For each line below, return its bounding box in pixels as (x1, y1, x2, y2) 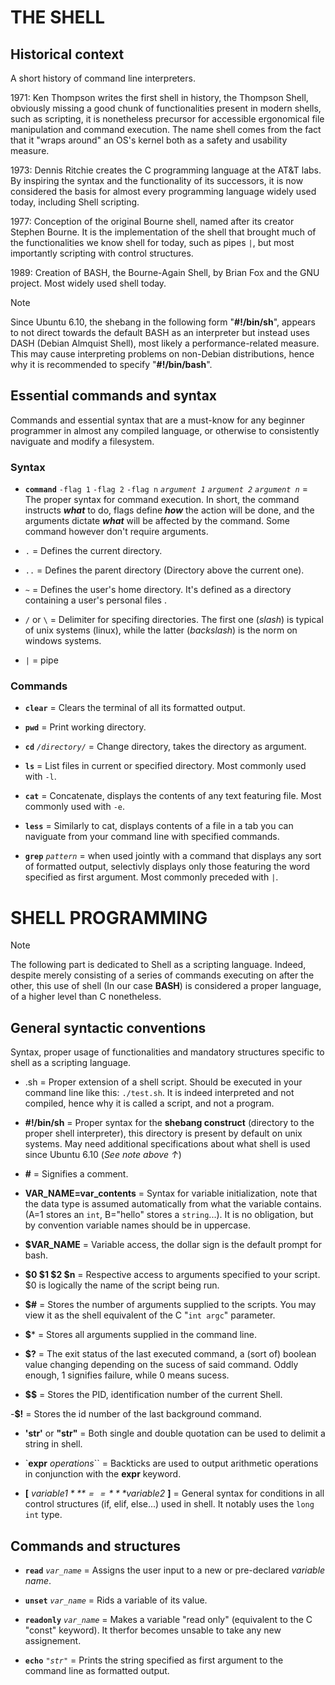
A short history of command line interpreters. (10, 72, 196, 84)
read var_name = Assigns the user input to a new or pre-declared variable (24, 1564, 326, 1576)
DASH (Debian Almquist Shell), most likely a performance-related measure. (10, 337, 320, 349)
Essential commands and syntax (10, 387, 218, 405)
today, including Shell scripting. (10, 196, 140, 208)
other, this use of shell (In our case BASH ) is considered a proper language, (10, 980, 322, 992)
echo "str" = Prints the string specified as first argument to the (24, 1654, 284, 1666)
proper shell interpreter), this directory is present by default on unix (24, 1127, 303, 1140)
